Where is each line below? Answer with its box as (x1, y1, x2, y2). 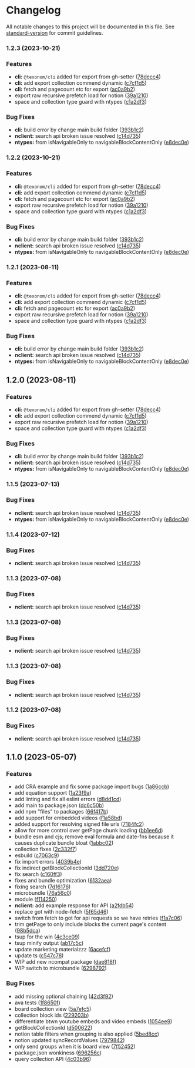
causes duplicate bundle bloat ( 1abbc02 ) (14, 839, 114, 847)
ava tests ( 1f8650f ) (14, 999, 60, 1006)
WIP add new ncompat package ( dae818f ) (14, 958, 117, 966)
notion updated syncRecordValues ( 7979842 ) (14, 1036, 125, 1043)
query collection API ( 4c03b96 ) (14, 1055, 91, 1062)
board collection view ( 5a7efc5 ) (14, 1005, 92, 1012)
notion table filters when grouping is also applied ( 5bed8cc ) (14, 1030, 160, 1037)
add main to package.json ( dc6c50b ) (14, 802, 105, 809)
